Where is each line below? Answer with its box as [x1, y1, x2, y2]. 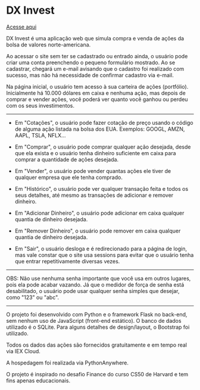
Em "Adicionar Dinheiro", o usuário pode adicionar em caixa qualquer [14, 209, 185, 216]
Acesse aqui [6, 23, 37, 30]
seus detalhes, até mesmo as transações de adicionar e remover [14, 191, 174, 199]
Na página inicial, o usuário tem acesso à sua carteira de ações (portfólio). [6, 83, 189, 90]
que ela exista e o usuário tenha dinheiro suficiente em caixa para [14, 149, 177, 156]
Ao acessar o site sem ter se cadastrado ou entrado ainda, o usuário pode [6, 52, 188, 59]
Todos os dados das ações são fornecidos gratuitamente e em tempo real [6, 341, 187, 348]
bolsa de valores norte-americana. [6, 41, 91, 48]
